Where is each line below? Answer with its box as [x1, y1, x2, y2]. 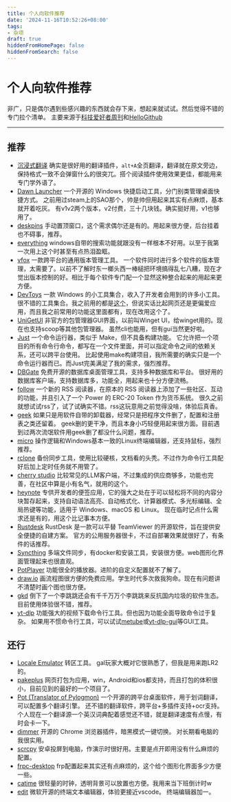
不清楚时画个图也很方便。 [16, 582, 90, 591]
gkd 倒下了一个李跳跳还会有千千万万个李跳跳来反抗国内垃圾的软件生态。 [16, 591, 223, 600]
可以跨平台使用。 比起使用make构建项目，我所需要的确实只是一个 [35, 350, 221, 359]
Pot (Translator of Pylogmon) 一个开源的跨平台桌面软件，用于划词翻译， [16, 693, 221, 701]
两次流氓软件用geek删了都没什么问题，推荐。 [29, 428, 158, 436]
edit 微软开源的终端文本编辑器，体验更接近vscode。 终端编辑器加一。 [16, 788, 215, 796]
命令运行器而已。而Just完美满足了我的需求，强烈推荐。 [16, 359, 175, 367]
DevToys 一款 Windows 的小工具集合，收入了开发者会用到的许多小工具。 [16, 290, 224, 298]
